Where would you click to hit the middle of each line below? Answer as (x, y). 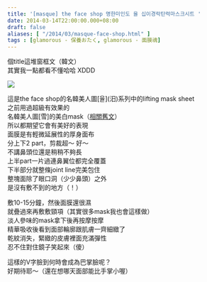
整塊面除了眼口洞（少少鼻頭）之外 (57, 179)
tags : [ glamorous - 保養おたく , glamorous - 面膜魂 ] (84, 40)
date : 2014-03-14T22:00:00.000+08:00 (63, 21)
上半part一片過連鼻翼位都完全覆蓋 (57, 161)
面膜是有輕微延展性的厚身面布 (51, 134)
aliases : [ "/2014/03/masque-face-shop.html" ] (79, 34)
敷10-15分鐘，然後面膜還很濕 (49, 202)
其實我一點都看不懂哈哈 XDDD (51, 70)
